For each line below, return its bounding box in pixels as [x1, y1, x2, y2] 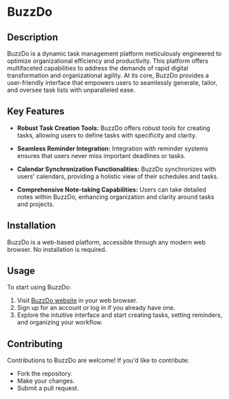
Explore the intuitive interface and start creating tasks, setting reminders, [16, 311, 223, 319]
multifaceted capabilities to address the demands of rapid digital [7, 64, 189, 72]
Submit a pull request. [16, 384, 79, 392]
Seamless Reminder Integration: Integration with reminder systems [16, 144, 208, 153]
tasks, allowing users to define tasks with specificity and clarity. [16, 131, 197, 139]
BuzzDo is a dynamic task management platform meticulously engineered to [7, 49, 222, 57]
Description [7, 31, 58, 43]
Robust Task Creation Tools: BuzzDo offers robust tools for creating [16, 124, 211, 132]
